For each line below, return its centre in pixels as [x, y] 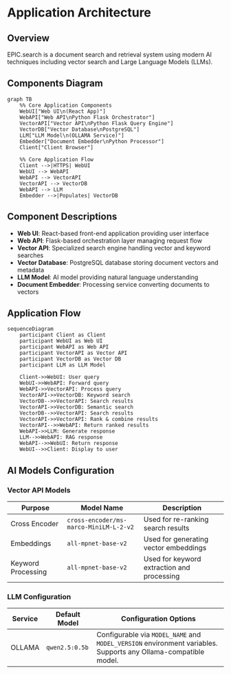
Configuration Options [158, 619]
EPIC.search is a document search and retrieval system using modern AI [109, 54]
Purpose [35, 508]
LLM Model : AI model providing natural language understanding [108, 277]
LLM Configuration [39, 597]
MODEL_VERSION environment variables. [157, 643]
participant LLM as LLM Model [63, 365]
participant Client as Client [63, 335]
